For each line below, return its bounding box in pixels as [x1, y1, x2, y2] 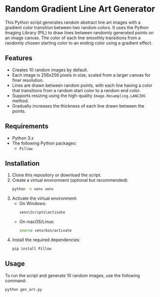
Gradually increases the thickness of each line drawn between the [12, 103, 144, 109]
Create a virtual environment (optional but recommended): [12, 177, 128, 183]
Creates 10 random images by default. [12, 67, 88, 73]
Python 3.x [12, 135, 34, 141]
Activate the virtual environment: [12, 195, 78, 202]
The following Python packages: [12, 140, 77, 146]
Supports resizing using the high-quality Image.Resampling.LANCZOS [12, 93, 146, 98]
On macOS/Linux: [19, 219, 55, 225]
